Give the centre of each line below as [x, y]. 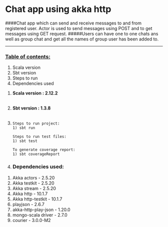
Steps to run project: [36, 123]
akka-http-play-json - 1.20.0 [41, 209]
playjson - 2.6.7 [28, 204]
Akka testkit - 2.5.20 [33, 183]
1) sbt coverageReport [36, 154]
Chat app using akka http [58, 9]
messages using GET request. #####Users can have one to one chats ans [82, 33]
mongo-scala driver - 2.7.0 [40, 215]
